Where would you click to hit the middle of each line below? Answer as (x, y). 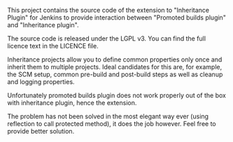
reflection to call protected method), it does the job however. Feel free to (112, 124)
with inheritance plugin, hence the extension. (72, 103)
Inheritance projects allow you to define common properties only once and (115, 59)
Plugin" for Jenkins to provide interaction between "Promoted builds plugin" (116, 17)
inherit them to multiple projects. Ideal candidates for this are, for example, (115, 67)
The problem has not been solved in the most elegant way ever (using (108, 116)
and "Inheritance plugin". (43, 25)
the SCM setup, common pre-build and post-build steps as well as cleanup (115, 74)
